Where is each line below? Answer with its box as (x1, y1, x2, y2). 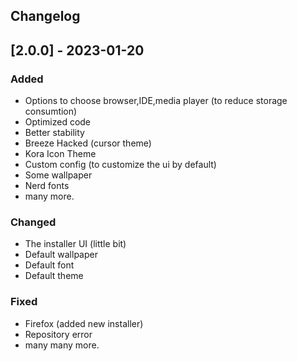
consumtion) (24, 105, 78, 118)
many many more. (24, 339, 100, 351)
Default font (24, 259, 75, 271)
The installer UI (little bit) (24, 238, 127, 250)
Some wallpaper (24, 169, 93, 181)
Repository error (24, 328, 93, 340)
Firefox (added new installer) (24, 317, 144, 329)
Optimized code (24, 116, 92, 128)
